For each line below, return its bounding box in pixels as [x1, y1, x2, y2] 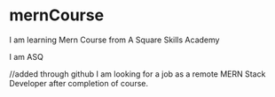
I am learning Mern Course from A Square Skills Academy [9, 34, 220, 45]
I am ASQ [9, 51, 44, 62]
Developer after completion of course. [9, 78, 149, 88]
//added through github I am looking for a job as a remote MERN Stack [9, 68, 266, 79]
